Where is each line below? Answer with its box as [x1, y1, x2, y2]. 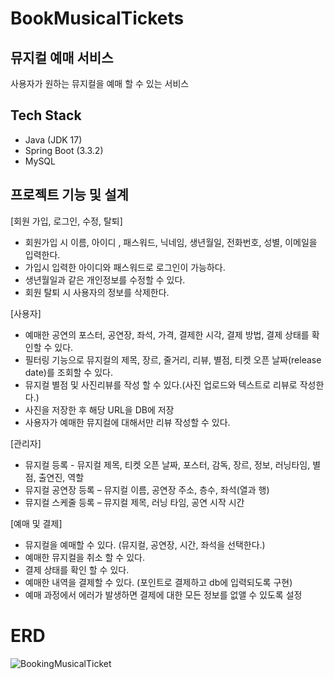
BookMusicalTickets [10, 7, 185, 30]
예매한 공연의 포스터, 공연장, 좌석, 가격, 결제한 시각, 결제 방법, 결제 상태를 [24, 328, 310, 341]
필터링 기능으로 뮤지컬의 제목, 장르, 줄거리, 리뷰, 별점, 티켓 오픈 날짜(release [24, 353, 322, 366]
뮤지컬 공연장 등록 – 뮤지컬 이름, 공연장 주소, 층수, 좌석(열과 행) [24, 483, 270, 496]
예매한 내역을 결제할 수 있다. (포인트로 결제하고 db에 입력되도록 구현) [24, 576, 293, 588]
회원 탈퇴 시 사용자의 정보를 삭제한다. [24, 286, 170, 298]
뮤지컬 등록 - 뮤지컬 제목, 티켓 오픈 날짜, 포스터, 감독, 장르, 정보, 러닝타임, [24, 458, 311, 471]
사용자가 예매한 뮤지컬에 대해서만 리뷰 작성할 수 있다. [24, 416, 231, 428]
